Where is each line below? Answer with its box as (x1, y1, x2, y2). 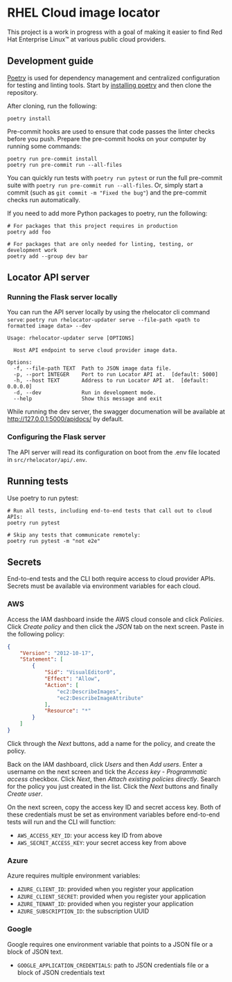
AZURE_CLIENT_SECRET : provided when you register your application (17, 892, 206, 901)
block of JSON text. (7, 947, 64, 956)
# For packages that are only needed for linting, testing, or (7, 240, 194, 247)
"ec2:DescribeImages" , (56, 688, 123, 695)
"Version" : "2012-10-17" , (19, 650, 95, 657)
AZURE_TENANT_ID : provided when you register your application (17, 900, 194, 908)
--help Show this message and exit (13, 395, 163, 402)
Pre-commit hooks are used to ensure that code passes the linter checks (7, 127, 215, 136)
